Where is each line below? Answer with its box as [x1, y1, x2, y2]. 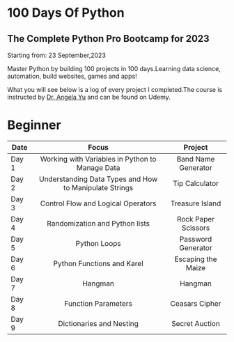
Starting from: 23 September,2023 [7, 51, 107, 59]
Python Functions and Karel [53, 258, 144, 268]
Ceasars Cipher [170, 298, 221, 308]
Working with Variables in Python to [40, 154, 157, 164]
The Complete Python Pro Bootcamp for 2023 [7, 33, 210, 45]
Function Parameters [64, 298, 132, 308]
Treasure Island [170, 199, 221, 208]
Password [179, 234, 212, 244]
